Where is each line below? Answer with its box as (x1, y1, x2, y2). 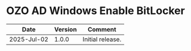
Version (54, 25, 77, 33)
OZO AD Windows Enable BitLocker (6, 4, 185, 18)
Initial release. (82, 35, 122, 43)
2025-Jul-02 (9, 35, 49, 43)
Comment (87, 25, 116, 33)
